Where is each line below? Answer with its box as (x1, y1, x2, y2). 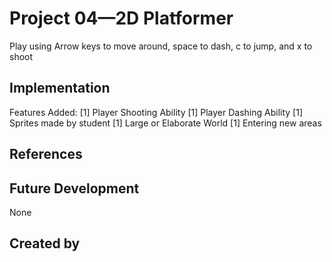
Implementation (9, 80, 111, 97)
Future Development (9, 180, 140, 197)
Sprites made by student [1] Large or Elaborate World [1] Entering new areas (9, 117, 322, 129)
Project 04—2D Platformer (9, 7, 234, 30)
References (9, 146, 83, 163)
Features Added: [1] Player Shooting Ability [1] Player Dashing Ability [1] (9, 106, 304, 118)
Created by (9, 235, 81, 252)
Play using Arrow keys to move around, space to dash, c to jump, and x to (9, 40, 313, 52)
